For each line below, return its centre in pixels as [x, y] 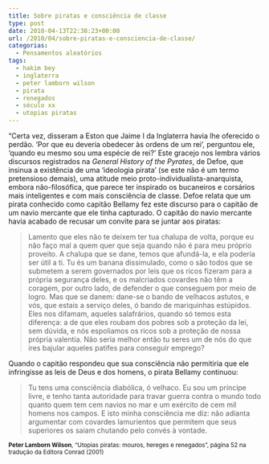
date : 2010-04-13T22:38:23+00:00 [64, 31]
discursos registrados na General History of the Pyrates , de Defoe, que [126, 161]
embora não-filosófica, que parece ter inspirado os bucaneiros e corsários [132, 187]
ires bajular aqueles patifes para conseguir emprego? [116, 348]
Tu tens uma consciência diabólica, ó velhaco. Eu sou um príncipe [137, 388]
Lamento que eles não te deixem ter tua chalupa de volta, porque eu [141, 237]
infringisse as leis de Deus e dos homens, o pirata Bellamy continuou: [123, 372]
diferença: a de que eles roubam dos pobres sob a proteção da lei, [138, 322]
